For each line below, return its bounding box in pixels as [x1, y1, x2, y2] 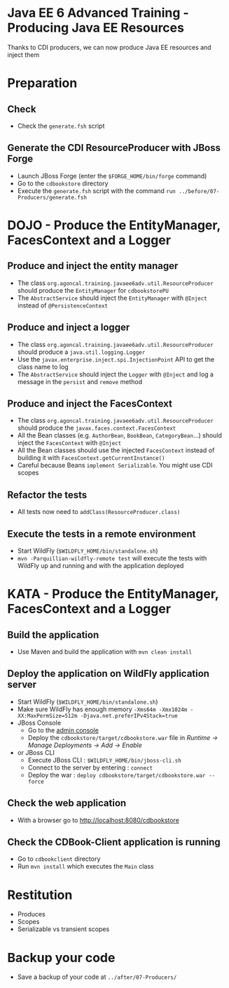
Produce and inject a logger [7, 322, 130, 334]
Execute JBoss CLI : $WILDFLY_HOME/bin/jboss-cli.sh [27, 756, 182, 764]
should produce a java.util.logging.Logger [17, 348, 146, 356]
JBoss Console [17, 718, 62, 727]
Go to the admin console [27, 725, 99, 735]
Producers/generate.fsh [17, 194, 88, 201]
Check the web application [7, 797, 127, 809]
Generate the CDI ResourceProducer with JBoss [7, 142, 221, 154]
